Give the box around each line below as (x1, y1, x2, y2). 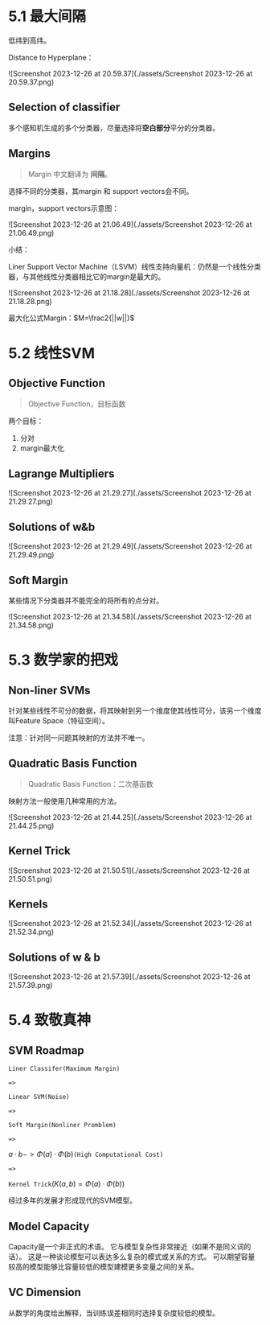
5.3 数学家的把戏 (8, 651, 119, 669)
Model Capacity (8, 1220, 90, 1233)
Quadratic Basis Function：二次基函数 (27, 779, 154, 788)
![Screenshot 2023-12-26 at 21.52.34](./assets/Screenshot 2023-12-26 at (8, 919, 252, 928)
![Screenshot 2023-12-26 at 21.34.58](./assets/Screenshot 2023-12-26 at (8, 612, 252, 621)
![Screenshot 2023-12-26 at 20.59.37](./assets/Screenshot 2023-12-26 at (8, 68, 253, 78)
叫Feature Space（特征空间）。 (8, 716, 110, 725)
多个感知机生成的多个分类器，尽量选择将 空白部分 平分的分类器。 (8, 122, 219, 133)
